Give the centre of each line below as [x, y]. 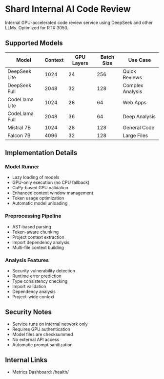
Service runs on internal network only [50, 324]
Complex [133, 85]
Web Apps [135, 102]
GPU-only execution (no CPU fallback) [51, 182]
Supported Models [34, 43]
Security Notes [29, 312]
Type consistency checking [40, 281]
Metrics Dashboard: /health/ [41, 372]
